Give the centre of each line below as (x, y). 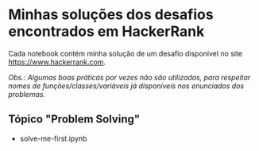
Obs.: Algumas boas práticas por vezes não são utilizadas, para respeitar (129, 77)
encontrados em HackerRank (106, 31)
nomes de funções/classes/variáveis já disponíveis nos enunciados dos (126, 86)
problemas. (27, 94)
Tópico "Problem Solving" (74, 120)
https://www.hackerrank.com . (57, 62)
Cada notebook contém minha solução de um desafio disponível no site (126, 53)
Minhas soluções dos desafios (111, 15)
